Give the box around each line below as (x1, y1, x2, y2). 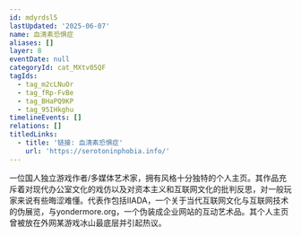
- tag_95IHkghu (17, 105, 74, 114)
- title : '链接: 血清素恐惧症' (17, 138, 124, 147)
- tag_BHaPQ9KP (17, 96, 74, 106)
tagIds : (9, 72, 39, 81)
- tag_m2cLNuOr (17, 80, 74, 89)
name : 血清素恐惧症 (9, 30, 74, 39)
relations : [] (9, 122, 63, 131)
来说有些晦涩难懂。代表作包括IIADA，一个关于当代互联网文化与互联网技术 (16, 195, 289, 205)
